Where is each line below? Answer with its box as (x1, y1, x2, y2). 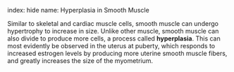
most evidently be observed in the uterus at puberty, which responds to (7, 42, 216, 50)
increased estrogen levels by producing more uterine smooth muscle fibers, (7, 49, 228, 57)
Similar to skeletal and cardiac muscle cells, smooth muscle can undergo (7, 20, 218, 27)
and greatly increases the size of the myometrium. (7, 57, 154, 65)
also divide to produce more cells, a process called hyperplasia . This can (7, 34, 221, 43)
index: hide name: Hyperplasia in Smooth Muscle (7, 6, 149, 14)
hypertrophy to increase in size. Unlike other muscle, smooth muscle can (7, 27, 219, 35)
